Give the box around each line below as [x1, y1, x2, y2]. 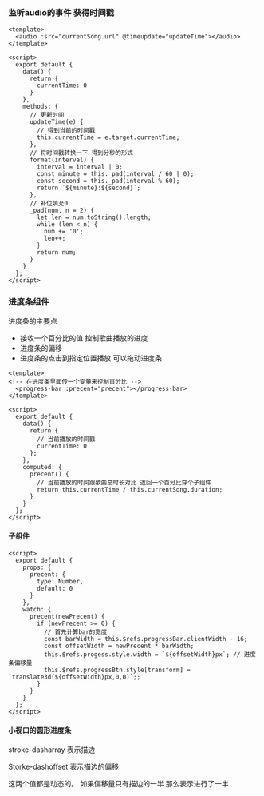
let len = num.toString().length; [37, 213, 152, 221]
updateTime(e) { [29, 118, 84, 126]
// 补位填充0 [29, 200, 69, 208]
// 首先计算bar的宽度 [43, 627, 108, 636]
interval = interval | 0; [37, 163, 124, 171]
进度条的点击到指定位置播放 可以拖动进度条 [19, 353, 162, 363]
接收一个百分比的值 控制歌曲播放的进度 [19, 333, 148, 343]
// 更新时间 [29, 111, 65, 119]
